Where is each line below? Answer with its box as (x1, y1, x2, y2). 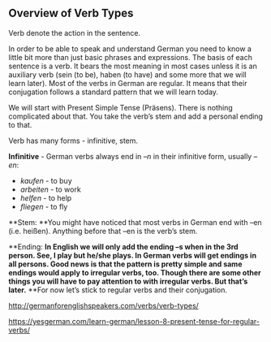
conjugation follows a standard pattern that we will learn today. (8, 87, 219, 97)
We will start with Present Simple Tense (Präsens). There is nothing (8, 102, 233, 112)
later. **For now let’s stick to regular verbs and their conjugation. (8, 284, 228, 295)
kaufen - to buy (19, 175, 73, 185)
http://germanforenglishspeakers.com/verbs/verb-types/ (8, 301, 199, 310)
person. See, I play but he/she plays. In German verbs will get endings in (8, 250, 257, 260)
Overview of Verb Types (8, 6, 134, 20)
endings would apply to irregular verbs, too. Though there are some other (8, 267, 261, 277)
